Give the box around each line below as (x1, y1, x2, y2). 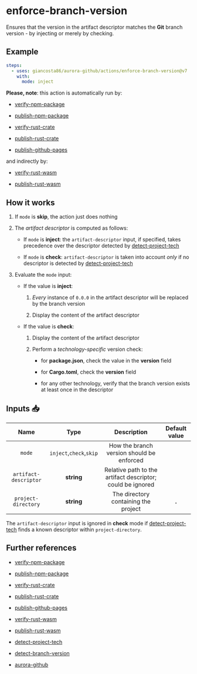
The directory (112, 489, 150, 498)
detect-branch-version (14, 649, 70, 656)
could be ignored (107, 480, 155, 488)
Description (114, 428, 148, 436)
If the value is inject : (23, 283, 73, 290)
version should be (106, 448, 156, 457)
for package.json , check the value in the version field (40, 357, 172, 364)
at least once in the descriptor (40, 386, 113, 393)
